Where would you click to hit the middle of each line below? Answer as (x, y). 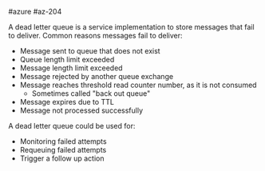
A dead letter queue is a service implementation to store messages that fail (131, 27)
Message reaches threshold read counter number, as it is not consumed (138, 85)
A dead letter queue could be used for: (72, 126)
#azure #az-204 (35, 12)
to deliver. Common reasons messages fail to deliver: (95, 36)
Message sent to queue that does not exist (90, 51)
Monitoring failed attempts (63, 141)
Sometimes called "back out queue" (91, 93)
